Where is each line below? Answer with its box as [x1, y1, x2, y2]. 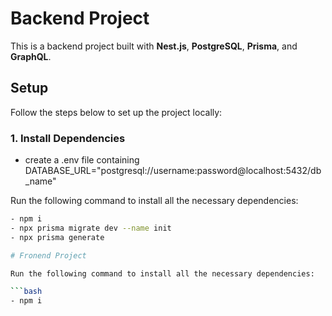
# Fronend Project [10, 250, 87, 261]
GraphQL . [10, 50, 52, 62]
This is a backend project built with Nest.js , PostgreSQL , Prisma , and [10, 40, 298, 52]
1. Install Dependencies [10, 131, 126, 145]
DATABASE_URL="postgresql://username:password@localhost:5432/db [24, 165, 322, 177]
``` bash [10, 287, 43, 297]
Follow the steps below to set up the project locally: [10, 106, 223, 118]
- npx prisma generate [10, 232, 105, 242]
